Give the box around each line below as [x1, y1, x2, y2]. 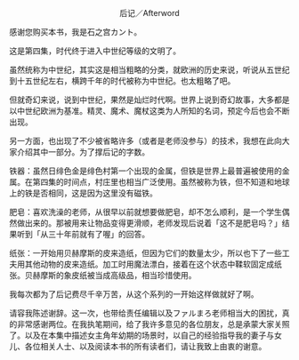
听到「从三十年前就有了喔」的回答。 [16, 229, 149, 239]
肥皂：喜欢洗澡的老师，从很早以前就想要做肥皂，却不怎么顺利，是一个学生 [9, 207, 282, 217]
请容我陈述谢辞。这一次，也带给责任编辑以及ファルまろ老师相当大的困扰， [9, 308, 282, 318]
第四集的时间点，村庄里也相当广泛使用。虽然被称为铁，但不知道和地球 [32, 177, 290, 187]
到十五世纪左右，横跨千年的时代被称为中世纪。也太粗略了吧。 [9, 76, 236, 86]
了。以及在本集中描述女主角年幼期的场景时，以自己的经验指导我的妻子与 [9, 330, 274, 340]
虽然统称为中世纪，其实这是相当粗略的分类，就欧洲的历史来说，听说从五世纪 [9, 65, 290, 75]
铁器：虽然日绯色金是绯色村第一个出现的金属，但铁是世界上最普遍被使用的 [9, 165, 282, 176]
